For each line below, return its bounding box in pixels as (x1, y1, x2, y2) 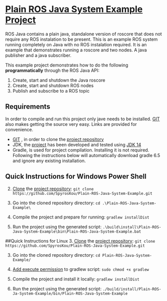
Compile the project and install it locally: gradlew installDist (12, 276, 140, 282)
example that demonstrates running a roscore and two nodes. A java (5, 47, 147, 53)
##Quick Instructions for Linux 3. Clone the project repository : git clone (5, 238, 155, 244)
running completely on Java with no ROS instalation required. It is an (5, 41, 147, 47)
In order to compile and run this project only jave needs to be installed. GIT (5, 116, 160, 122)
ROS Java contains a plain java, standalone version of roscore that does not (5, 31, 162, 37)
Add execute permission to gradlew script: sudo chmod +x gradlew (12, 266, 149, 272)
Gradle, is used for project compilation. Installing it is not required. (12, 147, 149, 153)
